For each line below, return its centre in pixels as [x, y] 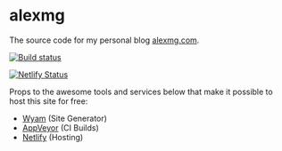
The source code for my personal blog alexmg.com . [104, 40]
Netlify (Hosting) [53, 137]
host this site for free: [49, 101]
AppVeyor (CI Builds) [61, 127]
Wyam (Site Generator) [64, 118]
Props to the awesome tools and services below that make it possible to [141, 91]
